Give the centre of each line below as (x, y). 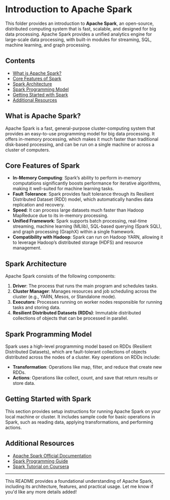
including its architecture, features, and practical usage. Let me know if (79, 486)
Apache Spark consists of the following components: (60, 276)
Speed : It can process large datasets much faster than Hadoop (78, 210)
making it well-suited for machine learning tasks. (63, 189)
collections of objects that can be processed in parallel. (70, 318)
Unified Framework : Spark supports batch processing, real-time (80, 221)
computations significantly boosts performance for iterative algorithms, (87, 183)
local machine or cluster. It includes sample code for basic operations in (80, 416)
